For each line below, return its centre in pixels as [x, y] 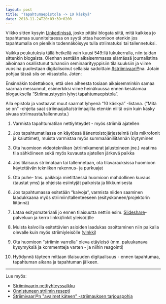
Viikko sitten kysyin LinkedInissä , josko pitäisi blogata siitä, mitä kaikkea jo [81, 33]
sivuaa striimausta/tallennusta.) [37, 114]
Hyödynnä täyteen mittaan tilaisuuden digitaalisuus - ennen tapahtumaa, [86, 257]
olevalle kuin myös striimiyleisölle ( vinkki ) [54, 232]
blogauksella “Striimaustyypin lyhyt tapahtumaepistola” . [62, 94]
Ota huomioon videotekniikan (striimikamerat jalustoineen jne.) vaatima [85, 148]
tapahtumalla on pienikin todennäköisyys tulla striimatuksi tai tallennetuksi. [81, 43]
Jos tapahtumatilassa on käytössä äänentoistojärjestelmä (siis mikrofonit [86, 133]
